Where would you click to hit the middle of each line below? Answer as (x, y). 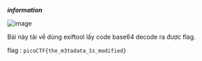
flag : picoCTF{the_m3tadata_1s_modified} (67, 50)
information (25, 10)
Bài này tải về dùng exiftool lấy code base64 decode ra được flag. (102, 37)
